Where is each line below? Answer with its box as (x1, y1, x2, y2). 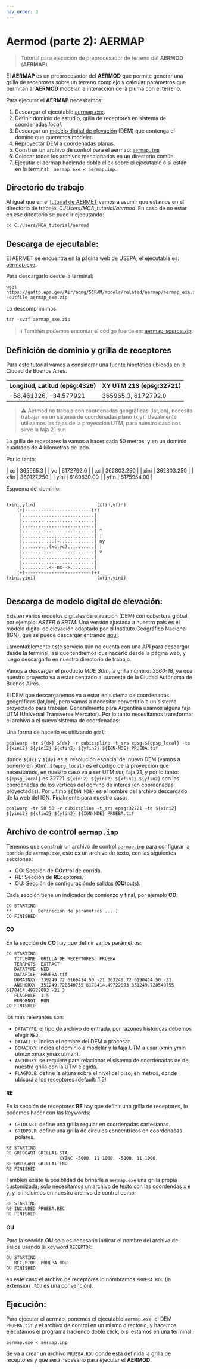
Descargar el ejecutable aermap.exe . (14, 108, 105, 115)
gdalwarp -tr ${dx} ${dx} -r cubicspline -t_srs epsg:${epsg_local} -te (6, 740, 190, 746)
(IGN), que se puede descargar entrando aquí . (6, 631, 120, 638)
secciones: (6, 855, 33, 862)
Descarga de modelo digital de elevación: (6, 596, 162, 607)
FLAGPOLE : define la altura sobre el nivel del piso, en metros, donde (14, 1069, 177, 1076)
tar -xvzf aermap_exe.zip (6, 317, 70, 323)
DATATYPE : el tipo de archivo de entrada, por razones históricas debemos (14, 1025, 192, 1032)
